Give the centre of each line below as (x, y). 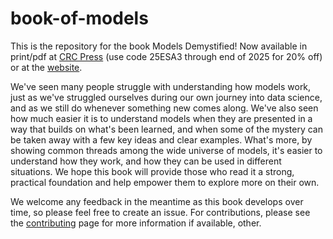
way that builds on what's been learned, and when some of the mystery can (166, 129)
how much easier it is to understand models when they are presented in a (161, 118)
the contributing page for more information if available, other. (136, 223)
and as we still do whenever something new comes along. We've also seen (164, 108)
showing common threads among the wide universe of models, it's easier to (166, 150)
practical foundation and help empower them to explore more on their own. (165, 182)
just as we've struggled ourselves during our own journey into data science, (166, 97)
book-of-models (79, 18)
